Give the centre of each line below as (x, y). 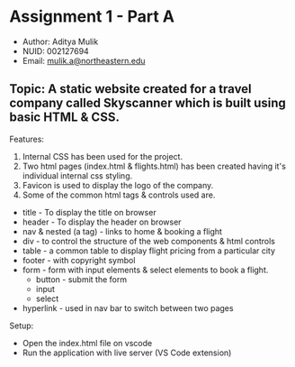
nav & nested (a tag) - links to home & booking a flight (122, 231)
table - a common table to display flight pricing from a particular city (149, 251)
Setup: (22, 326)
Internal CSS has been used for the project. (102, 156)
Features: (27, 139)
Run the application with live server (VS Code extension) (127, 353)
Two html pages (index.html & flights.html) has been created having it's (154, 166)
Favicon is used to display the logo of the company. (118, 185)
